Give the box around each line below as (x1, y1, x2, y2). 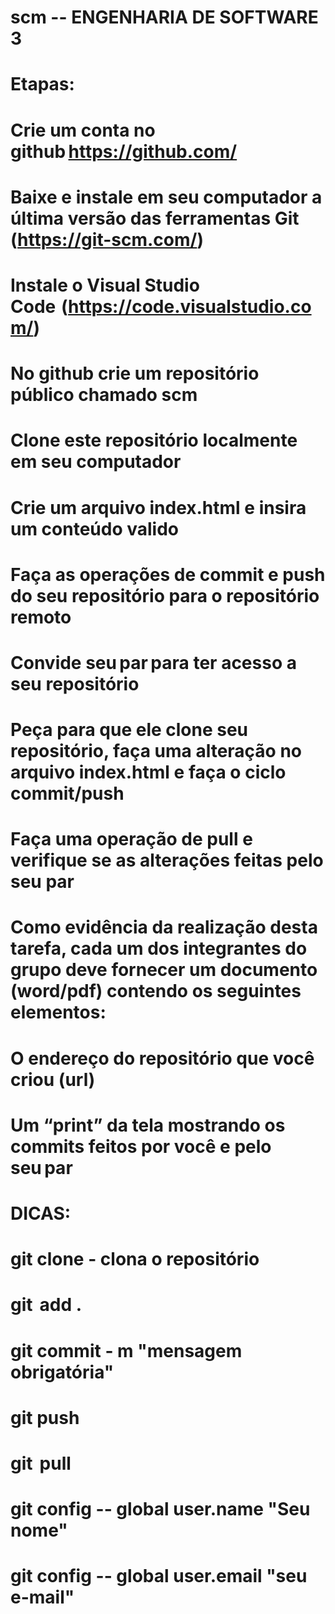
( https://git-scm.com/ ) (10, 228, 204, 251)
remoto (10, 606, 72, 628)
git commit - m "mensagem (10, 1339, 243, 1362)
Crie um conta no (10, 119, 156, 141)
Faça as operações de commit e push (10, 563, 326, 586)
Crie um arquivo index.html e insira (10, 496, 307, 519)
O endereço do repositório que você (10, 1047, 315, 1070)
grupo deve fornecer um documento (10, 959, 318, 981)
